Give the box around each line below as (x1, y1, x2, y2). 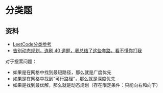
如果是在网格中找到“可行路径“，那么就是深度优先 (12, 76, 116, 82)
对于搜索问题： (5, 58, 37, 64)
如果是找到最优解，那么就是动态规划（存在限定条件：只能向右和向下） (12, 82, 161, 88)
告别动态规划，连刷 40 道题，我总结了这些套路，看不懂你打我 (12, 48, 142, 54)
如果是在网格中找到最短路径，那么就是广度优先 (12, 69, 111, 75)
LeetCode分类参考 (12, 41, 52, 47)
